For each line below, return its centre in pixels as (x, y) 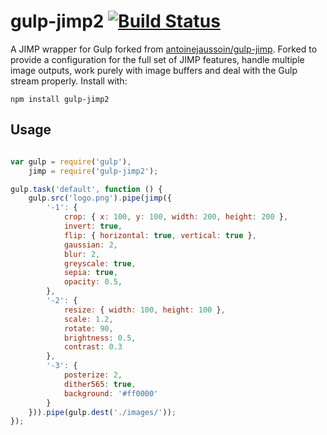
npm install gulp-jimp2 (60, 99)
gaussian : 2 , (90, 245)
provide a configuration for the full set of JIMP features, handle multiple (157, 59)
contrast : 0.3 (93, 347)
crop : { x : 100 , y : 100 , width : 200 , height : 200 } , (176, 217)
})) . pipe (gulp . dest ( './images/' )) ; (102, 412)
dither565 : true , (100, 384)
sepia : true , (90, 273)
